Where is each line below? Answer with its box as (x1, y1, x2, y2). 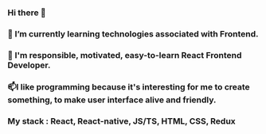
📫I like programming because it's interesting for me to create (7, 81, 250, 92)
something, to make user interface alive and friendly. (7, 94, 217, 105)
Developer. (7, 59, 51, 71)
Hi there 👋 (7, 7, 47, 18)
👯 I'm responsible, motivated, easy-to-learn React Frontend (7, 49, 242, 60)
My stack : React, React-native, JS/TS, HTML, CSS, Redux (7, 115, 236, 126)
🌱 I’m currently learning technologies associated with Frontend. (7, 28, 259, 39)
